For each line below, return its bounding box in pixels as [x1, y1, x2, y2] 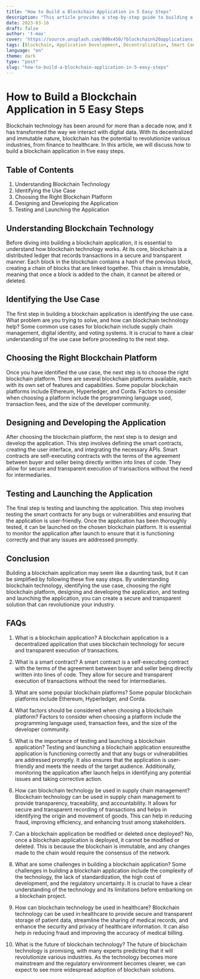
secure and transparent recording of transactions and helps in [14, 805, 167, 813]
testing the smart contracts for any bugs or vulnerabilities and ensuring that [6, 511, 192, 518]
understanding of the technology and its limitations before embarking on [14, 886, 193, 893]
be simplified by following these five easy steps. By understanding [6, 576, 169, 583]
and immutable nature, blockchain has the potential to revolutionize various [6, 135, 190, 142]
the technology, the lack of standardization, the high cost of [14, 873, 162, 880]
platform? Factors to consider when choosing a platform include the [14, 713, 182, 720]
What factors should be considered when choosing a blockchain [14, 707, 173, 714]
